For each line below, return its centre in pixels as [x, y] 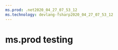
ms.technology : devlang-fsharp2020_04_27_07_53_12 [59, 15]
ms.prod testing [39, 40]
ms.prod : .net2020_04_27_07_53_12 [41, 10]
